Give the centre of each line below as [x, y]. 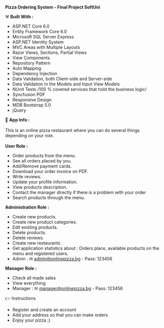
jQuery [19, 110]
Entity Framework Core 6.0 [40, 31]
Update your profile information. [45, 182]
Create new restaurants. [37, 243]
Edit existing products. [35, 227]
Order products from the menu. [44, 156]
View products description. [40, 187]
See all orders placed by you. [42, 161]
